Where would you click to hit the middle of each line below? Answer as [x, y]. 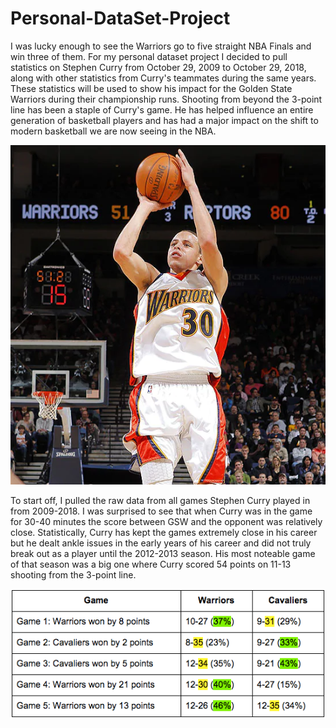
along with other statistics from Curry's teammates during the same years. [163, 78]
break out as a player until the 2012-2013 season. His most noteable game [163, 554]
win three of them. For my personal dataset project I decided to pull [149, 56]
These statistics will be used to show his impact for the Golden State [151, 88]
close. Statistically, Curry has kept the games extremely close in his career [164, 533]
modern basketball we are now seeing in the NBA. [113, 131]
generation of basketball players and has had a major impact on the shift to [164, 120]
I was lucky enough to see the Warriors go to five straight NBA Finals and [161, 46]
